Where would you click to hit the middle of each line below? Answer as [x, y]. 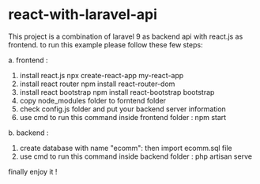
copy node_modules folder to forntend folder [93, 100]
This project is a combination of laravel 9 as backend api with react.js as [126, 36]
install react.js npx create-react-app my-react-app [102, 75]
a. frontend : [28, 60]
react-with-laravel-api [83, 15]
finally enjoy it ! [33, 171]
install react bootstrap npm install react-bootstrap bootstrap [117, 92]
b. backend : [28, 133]
